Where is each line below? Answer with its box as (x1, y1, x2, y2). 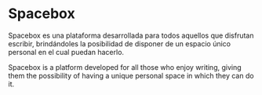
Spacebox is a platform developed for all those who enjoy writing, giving (8, 62, 242, 71)
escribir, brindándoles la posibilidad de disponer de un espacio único (8, 38, 231, 48)
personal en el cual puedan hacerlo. (8, 47, 124, 57)
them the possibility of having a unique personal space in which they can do (8, 71, 254, 80)
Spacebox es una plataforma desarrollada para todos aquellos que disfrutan (8, 31, 254, 40)
